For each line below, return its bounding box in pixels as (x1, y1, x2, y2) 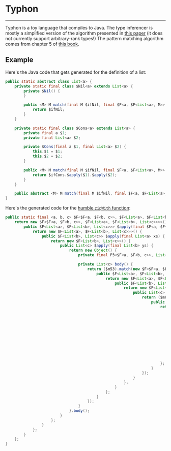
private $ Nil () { (23, 88, 60, 94)
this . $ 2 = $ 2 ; (32, 154, 63, 159)
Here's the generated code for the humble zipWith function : (5, 205, 131, 211)
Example (5, 55, 34, 64)
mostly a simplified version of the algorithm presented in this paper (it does (5, 30, 163, 36)
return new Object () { (69, 248, 117, 253)
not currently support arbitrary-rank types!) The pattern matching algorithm (5, 35, 164, 41)
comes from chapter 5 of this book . (5, 41, 79, 47)
